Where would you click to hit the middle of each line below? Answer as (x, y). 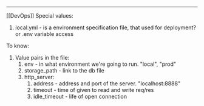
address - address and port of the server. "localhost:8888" (107, 83)
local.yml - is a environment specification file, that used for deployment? (105, 27)
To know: (18, 46)
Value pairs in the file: (42, 58)
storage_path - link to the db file (64, 70)
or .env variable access (44, 34)
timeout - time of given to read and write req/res (93, 90)
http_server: (39, 77)
